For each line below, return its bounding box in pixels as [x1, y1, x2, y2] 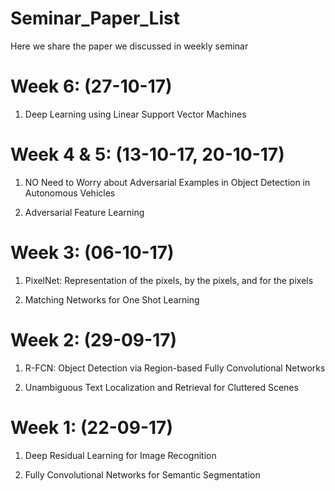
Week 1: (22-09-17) [10, 416, 173, 439]
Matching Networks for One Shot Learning [24, 293, 200, 306]
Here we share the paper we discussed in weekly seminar [10, 40, 249, 52]
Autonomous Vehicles [24, 187, 116, 199]
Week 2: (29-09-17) [10, 328, 178, 351]
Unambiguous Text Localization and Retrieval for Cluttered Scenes [24, 381, 299, 393]
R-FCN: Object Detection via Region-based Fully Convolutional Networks [24, 362, 326, 374]
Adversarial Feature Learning [24, 206, 145, 218]
